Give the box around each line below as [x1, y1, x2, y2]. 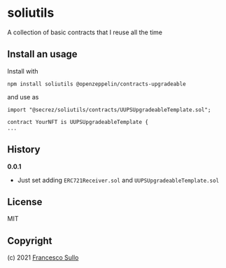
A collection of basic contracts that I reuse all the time [7, 28, 163, 36]
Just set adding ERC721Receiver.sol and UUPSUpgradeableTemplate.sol [17, 176, 219, 184]
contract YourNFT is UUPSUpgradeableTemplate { [7, 118, 149, 125]
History [7, 143, 41, 155]
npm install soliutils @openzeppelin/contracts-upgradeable [7, 80, 187, 87]
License [7, 196, 43, 208]
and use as [7, 92, 39, 101]
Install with [7, 66, 38, 75]
